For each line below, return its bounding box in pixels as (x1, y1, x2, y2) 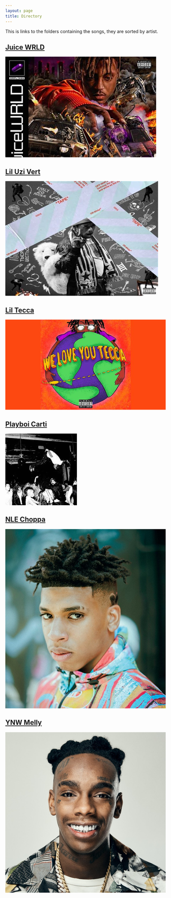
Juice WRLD (5, 43, 45, 51)
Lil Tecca (5, 306, 35, 314)
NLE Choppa (5, 515, 46, 524)
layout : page (5, 8, 33, 13)
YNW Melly (5, 718, 42, 727)
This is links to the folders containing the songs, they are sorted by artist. (5, 28, 158, 34)
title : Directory (5, 13, 42, 19)
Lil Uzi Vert (5, 167, 41, 176)
